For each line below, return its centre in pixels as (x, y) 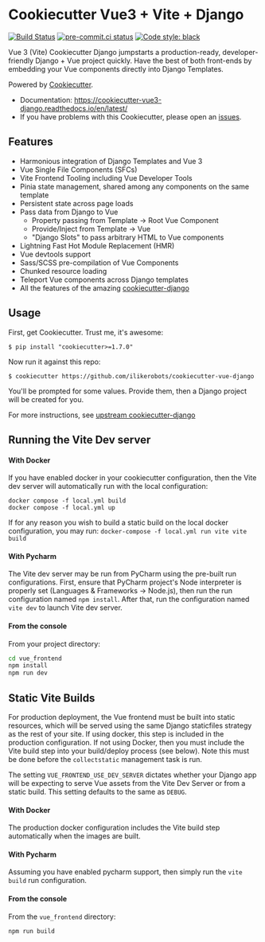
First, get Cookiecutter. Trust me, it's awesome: (86, 332)
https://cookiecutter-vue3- (118, 100)
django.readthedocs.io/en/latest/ (74, 108)
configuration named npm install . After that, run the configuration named (129, 600)
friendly (21, 61)
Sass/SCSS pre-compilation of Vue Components (99, 262)
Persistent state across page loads (76, 203)
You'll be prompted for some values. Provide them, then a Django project (128, 391)
